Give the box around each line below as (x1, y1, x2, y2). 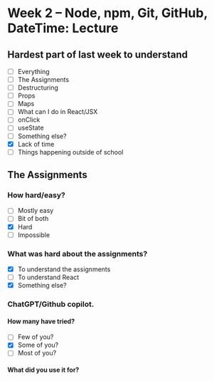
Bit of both (17, 214, 49, 223)
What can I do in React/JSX (17, 108, 98, 116)
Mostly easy (17, 207, 54, 215)
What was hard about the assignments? (7, 249, 148, 259)
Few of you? (17, 333, 54, 341)
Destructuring (17, 83, 59, 92)
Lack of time (17, 140, 55, 148)
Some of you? (17, 340, 59, 350)
